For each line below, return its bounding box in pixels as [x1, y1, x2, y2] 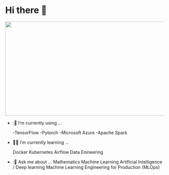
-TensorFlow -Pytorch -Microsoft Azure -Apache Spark [12, 129, 128, 135]
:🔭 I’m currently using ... [12, 120, 62, 126]
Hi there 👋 [5, 5, 47, 16]
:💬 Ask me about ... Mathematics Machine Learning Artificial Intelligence [12, 158, 162, 165]
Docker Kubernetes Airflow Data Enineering [12, 149, 103, 155]
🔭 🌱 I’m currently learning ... [12, 139, 70, 145]
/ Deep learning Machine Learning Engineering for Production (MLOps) [12, 164, 160, 170]
